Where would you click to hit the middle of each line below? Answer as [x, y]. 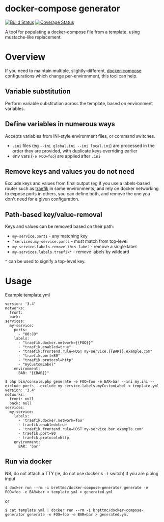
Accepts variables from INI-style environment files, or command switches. [80, 136]
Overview [25, 57]
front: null [22, 399]
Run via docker [28, 462]
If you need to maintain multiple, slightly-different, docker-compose [73, 71]
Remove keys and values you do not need [70, 171]
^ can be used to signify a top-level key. [45, 261]
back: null [21, 403]
